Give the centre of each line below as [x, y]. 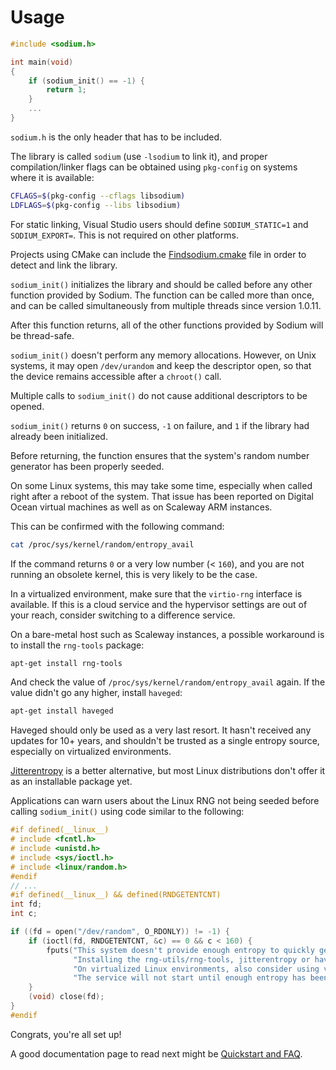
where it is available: [52, 177]
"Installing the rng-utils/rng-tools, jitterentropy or [192, 959]
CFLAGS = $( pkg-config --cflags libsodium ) [98, 196]
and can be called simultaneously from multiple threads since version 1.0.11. [166, 305]
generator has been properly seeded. [87, 466]
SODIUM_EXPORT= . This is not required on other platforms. [124, 235]
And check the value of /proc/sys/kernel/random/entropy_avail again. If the [168, 682]
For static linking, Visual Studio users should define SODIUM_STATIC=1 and [159, 224]
